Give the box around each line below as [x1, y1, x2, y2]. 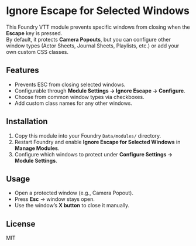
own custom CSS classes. [6, 48, 69, 55]
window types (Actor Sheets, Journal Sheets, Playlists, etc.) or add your [6, 42, 180, 49]
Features [6, 66, 39, 76]
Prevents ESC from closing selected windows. [14, 81, 126, 88]
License [6, 218, 36, 229]
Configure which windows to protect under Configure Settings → [14, 151, 173, 158]
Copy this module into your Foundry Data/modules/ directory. [14, 132, 161, 139]
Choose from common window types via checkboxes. [14, 93, 145, 100]
